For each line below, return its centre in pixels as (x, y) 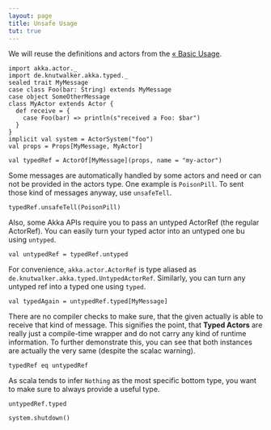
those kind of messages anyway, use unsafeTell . (90, 193)
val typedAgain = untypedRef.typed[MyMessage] (88, 301)
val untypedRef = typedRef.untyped (68, 255)
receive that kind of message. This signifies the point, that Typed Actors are (135, 325)
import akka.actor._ (43, 69)
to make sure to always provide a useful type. (84, 390)
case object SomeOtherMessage (59, 97)
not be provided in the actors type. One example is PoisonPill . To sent (126, 184)
